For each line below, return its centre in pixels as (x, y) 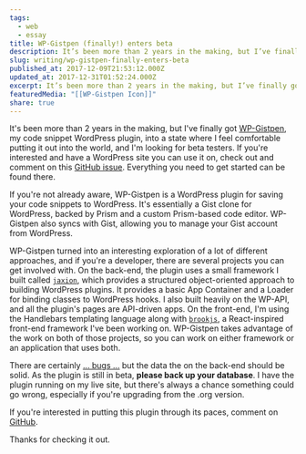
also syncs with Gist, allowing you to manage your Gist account (159, 223)
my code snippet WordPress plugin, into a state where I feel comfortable (145, 139)
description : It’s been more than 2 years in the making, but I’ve (140, 52)
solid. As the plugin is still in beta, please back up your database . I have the (152, 376)
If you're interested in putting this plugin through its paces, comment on (144, 412)
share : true (32, 103)
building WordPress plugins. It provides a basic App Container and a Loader (152, 290)
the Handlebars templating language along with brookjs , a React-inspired (147, 319)
